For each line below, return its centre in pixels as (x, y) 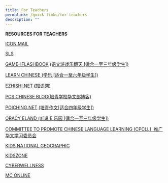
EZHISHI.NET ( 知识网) (28, 86)
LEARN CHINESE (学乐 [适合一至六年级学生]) (52, 75)
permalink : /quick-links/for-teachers (46, 15)
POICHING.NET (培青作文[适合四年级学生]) (50, 108)
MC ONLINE (18, 175)
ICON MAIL (17, 44)
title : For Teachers (27, 10)
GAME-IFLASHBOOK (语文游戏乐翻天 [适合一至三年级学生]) (67, 64)
